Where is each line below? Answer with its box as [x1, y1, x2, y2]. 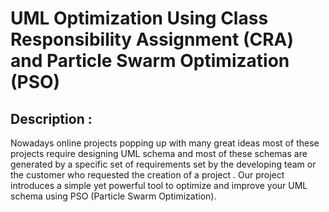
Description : [10, 110, 93, 127]
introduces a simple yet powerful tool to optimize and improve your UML [10, 180, 308, 191]
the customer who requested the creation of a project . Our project [10, 169, 285, 181]
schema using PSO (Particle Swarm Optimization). [10, 190, 217, 202]
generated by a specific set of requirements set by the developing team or [10, 158, 317, 170]
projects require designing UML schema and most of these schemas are [10, 148, 308, 159]
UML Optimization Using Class [10, 7, 269, 30]
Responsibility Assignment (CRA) [10, 28, 295, 51]
